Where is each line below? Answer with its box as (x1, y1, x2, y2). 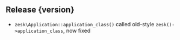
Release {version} (5, 5, 75, 15)
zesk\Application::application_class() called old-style (14, 20, 155, 27)
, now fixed (63, 27, 91, 34)
